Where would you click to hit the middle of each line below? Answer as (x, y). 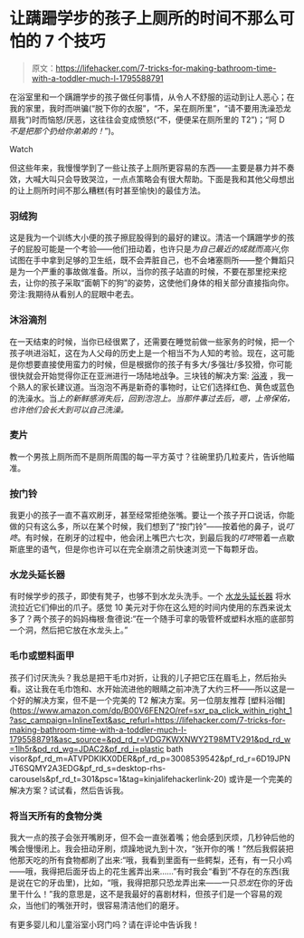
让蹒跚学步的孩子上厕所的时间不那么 (144, 19)
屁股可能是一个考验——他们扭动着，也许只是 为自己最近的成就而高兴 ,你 (157, 249)
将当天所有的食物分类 (56, 816)
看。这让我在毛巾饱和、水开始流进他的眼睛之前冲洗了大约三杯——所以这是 (148, 689)
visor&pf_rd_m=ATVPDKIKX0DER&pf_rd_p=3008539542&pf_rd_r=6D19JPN (150, 759)
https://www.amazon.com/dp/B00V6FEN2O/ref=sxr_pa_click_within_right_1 (152, 710)
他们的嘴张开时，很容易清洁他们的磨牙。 (108, 905)
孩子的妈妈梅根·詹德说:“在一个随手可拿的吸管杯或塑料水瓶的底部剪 (171, 619)
